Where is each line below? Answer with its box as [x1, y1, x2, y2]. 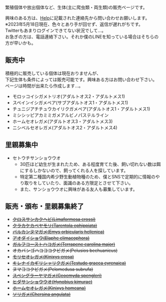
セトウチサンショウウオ [12, 154, 61, 161]
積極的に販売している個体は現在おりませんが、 [5, 70, 101, 76]
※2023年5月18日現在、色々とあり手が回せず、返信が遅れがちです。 [5, 21, 143, 27]
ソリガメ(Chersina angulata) [12, 291, 71, 297]
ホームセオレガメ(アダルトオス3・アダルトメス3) [12, 118, 113, 124]
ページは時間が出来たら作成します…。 [5, 82, 83, 88]
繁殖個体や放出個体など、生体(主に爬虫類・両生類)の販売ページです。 [5, 4, 148, 10]
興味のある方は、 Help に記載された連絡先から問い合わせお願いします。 [5, 15, 150, 21]
